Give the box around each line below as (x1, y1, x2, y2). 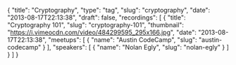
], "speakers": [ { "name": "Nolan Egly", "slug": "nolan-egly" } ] (46, 43, 229, 51)
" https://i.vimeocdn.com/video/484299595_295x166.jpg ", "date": (7, 28, 197, 36)
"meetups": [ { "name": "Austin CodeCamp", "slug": (48, 36, 197, 44)
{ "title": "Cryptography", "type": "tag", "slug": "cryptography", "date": (7, 6, 211, 14)
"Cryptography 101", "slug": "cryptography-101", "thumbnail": (7, 21, 185, 29)
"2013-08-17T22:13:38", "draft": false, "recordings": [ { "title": (7, 13, 186, 22)
